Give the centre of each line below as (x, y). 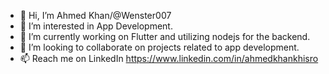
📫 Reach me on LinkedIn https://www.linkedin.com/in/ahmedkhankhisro (169, 58)
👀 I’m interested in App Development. (96, 26)
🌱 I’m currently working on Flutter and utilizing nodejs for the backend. (165, 36)
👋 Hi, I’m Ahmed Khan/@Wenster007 (95, 15)
